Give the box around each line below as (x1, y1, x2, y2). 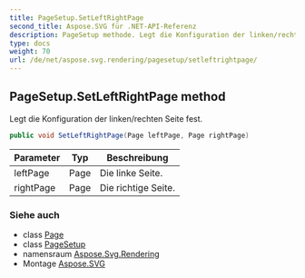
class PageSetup (22, 238, 86, 250)
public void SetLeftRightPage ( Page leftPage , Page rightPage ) (9, 131, 250, 140)
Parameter (14, 151, 61, 164)
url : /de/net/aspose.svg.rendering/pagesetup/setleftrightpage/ (9, 55, 258, 65)
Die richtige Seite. (99, 181, 175, 194)
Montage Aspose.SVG (22, 258, 106, 269)
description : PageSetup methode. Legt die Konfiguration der (9, 30, 246, 39)
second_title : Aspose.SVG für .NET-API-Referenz (9, 22, 197, 31)
